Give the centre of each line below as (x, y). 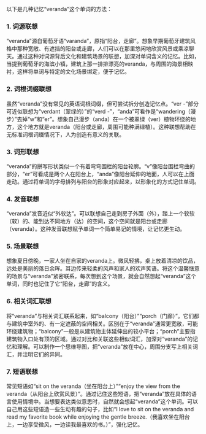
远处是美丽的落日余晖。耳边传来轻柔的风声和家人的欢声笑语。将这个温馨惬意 (103, 268)
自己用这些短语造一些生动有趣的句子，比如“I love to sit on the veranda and (100, 409)
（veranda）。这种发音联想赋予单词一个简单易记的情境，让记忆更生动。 (96, 229)
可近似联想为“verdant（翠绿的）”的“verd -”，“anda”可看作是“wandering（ (99, 111)
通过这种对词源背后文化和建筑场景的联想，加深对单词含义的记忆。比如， (108, 56)
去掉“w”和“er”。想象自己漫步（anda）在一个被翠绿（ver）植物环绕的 (104, 119)
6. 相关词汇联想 (29, 301)
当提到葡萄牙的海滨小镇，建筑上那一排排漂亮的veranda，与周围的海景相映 (100, 64)
